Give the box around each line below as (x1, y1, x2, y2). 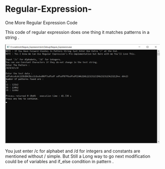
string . (5, 34, 20, 40)
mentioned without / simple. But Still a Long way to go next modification (5, 153, 151, 159)
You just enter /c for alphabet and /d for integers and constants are (5, 148, 140, 154)
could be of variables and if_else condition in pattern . (5, 159, 114, 165)
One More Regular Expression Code (5, 20, 78, 26)
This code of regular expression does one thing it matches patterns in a (5, 29, 150, 35)
